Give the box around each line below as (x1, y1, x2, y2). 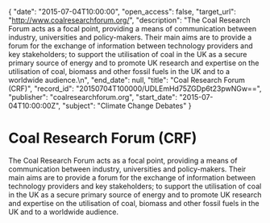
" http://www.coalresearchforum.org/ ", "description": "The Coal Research (8, 15, 251, 25)
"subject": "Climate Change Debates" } (61, 101, 192, 110)
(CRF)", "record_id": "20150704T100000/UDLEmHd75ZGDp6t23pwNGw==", (8, 84, 262, 93)
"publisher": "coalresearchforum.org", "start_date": (8, 93, 178, 101)
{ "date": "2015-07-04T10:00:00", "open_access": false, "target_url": (8, 7, 236, 16)
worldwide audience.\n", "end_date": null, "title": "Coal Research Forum (8, 76, 246, 85)
